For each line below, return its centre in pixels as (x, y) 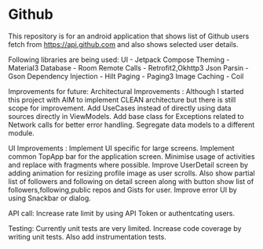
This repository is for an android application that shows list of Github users (129, 36)
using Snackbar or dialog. (50, 198)
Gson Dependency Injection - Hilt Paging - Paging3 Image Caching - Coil (126, 76)
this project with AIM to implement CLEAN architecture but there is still (122, 99)
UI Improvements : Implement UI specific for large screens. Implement (121, 148)
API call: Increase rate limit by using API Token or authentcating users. (122, 213)
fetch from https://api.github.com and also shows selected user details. (124, 44)
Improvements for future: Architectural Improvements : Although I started (126, 91)
